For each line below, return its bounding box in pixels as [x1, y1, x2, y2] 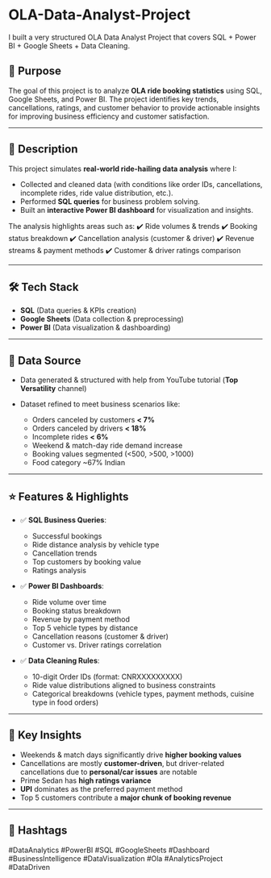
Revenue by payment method [31, 614, 131, 624]
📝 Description [8, 143, 78, 156]
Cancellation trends [31, 548, 98, 558]
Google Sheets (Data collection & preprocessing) [19, 314, 184, 324]
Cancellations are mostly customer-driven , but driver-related [19, 758, 224, 768]
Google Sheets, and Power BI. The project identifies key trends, [8, 94, 219, 104]
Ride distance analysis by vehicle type [31, 540, 160, 549]
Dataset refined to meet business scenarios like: [19, 399, 181, 409]
